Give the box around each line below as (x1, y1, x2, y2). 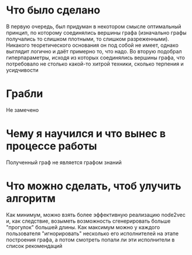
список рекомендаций (6, 242, 63, 249)
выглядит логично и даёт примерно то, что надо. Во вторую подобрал (6, 47, 182, 55)
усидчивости (6, 66, 39, 73)
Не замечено (6, 106, 39, 113)
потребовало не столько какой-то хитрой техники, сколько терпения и (6, 60, 184, 67)
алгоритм (6, 192, 56, 205)
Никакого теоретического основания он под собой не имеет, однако (6, 42, 179, 49)
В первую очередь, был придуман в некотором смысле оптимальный (6, 23, 181, 30)
